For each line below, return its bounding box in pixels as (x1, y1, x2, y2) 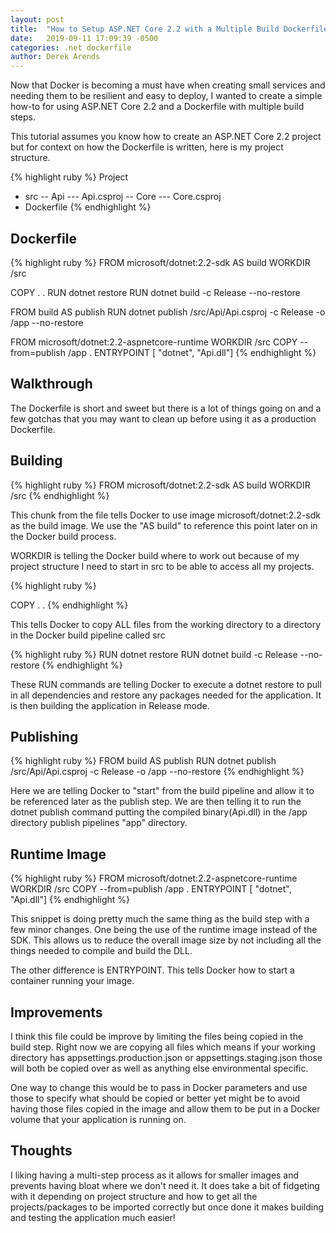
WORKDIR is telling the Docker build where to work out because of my (10, 549, 300, 561)
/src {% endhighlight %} (10, 489, 110, 501)
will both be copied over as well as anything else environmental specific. (10, 1062, 309, 1074)
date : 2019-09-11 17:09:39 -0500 (10, 33, 159, 43)
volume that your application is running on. (10, 1114, 187, 1125)
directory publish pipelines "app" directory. (10, 817, 188, 829)
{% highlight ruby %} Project (10, 171, 129, 183)
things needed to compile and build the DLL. (10, 945, 193, 957)
